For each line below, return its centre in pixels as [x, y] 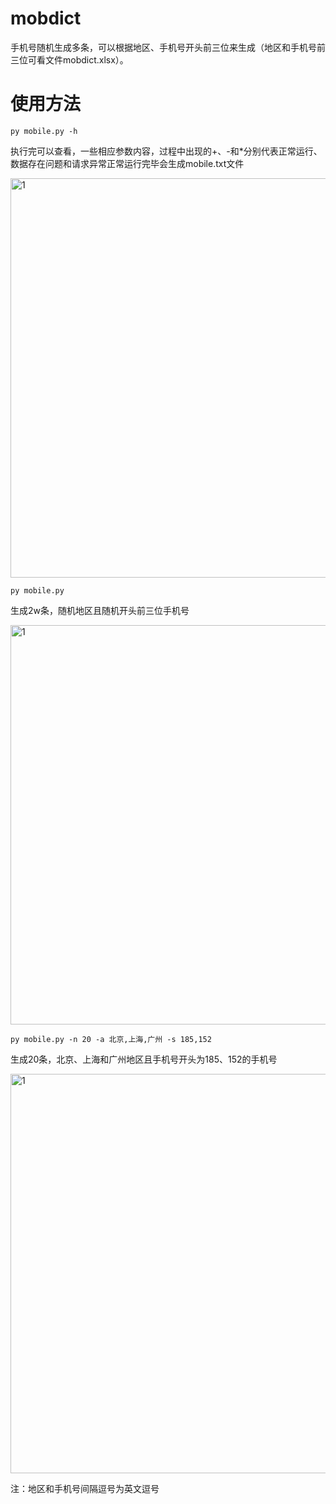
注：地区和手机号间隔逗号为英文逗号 [85, 1488]
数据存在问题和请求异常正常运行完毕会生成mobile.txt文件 [127, 163]
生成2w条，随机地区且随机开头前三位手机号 [100, 610]
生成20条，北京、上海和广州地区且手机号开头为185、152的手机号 [144, 1059]
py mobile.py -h [44, 131]
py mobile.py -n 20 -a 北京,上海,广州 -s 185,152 [111, 1039]
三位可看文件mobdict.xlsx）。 [69, 59]
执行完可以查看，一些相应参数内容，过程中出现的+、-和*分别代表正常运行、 [166, 151]
